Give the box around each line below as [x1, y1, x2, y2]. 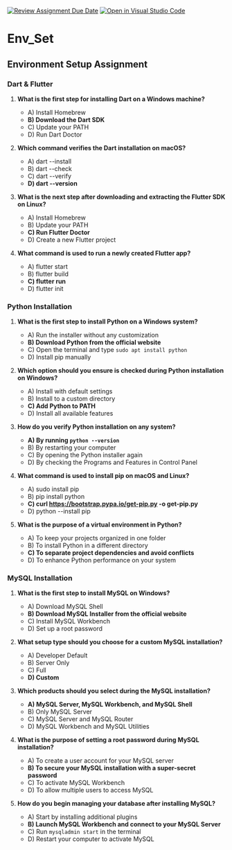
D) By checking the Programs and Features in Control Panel [27, 458, 198, 467]
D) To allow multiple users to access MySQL [27, 786, 154, 795]
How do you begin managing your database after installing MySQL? [17, 799, 216, 808]
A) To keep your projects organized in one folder [27, 534, 166, 542]
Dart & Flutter [7, 79, 53, 89]
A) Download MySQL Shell [27, 603, 103, 611]
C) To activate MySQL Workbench [27, 779, 125, 787]
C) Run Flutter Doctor [27, 228, 90, 236]
